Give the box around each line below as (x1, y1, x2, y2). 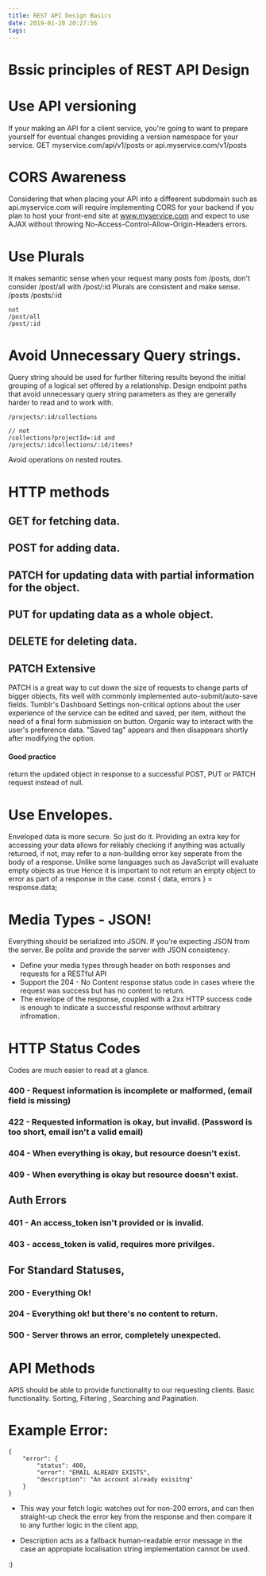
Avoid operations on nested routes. (8, 455, 123, 465)
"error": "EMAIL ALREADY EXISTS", (37, 1469, 151, 1477)
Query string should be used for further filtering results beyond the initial (8, 373, 246, 382)
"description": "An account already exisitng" (37, 1476, 194, 1484)
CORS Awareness (8, 168, 127, 186)
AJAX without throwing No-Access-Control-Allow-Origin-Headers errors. (8, 219, 248, 229)
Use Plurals (8, 247, 85, 265)
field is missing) (8, 1095, 71, 1106)
